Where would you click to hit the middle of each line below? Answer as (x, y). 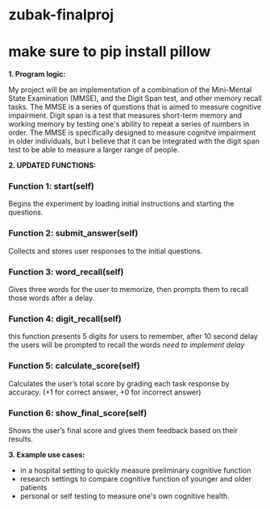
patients (33, 487)
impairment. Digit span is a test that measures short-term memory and (125, 115)
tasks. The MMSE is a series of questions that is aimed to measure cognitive (135, 107)
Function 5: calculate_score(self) (74, 366)
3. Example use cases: (47, 454)
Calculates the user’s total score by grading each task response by (119, 383)
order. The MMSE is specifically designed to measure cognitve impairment (132, 133)
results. (21, 439)
